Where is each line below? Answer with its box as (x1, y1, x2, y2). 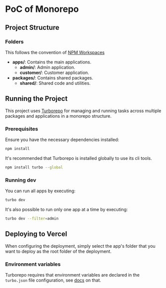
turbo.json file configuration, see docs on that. (5, 277, 102, 283)
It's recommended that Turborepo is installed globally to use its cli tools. (5, 155, 152, 161)
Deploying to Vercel (5, 230, 67, 238)
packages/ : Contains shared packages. (12, 74, 93, 80)
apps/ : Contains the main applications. (12, 59, 92, 65)
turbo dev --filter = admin (5, 216, 58, 221)
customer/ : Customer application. (19, 70, 89, 75)
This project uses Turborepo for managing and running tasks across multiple (5, 108, 162, 114)
